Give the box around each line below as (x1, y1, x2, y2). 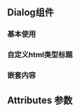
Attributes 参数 (7, 94, 73, 106)
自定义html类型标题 (7, 50, 73, 59)
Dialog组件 (7, 6, 54, 19)
